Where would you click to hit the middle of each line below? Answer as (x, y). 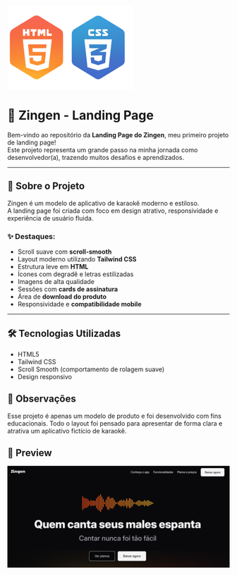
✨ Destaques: (31, 236)
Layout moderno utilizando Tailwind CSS (77, 259)
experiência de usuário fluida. (50, 218)
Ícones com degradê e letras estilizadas (75, 274)
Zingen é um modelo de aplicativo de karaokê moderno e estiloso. (103, 203)
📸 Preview (30, 453)
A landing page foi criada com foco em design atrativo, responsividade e (113, 211)
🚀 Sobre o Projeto (46, 186)
